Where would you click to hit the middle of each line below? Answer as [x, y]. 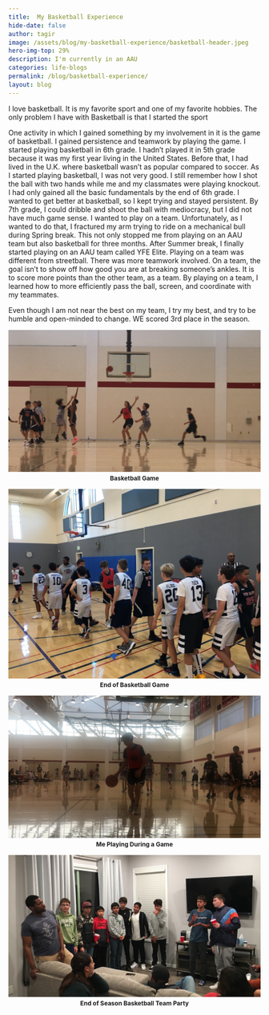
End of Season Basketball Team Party [134, 1003]
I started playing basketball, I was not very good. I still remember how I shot [133, 175]
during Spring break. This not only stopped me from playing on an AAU [125, 235]
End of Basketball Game [134, 685]
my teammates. [34, 294]
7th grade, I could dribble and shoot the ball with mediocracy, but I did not [130, 209]
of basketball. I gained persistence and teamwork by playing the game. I [127, 141]
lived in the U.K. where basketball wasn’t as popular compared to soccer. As [134, 166]
